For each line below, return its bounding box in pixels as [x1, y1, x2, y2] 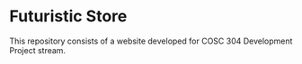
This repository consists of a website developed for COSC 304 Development [9, 36, 293, 46]
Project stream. [9, 44, 66, 55]
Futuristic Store [9, 6, 128, 27]
